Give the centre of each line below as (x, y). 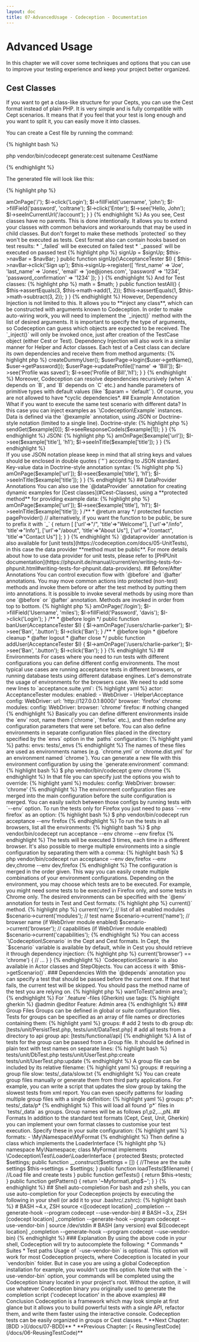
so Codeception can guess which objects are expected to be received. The (98, 328)
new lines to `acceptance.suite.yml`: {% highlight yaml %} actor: (85, 689)
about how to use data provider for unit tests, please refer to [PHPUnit (92, 556)
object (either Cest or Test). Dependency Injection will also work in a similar (99, 341)
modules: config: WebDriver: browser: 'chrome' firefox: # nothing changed (97, 708)
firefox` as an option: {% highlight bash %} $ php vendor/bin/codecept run (97, 815)
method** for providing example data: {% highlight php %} (78, 499)
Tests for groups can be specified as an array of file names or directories (96, 1017)
